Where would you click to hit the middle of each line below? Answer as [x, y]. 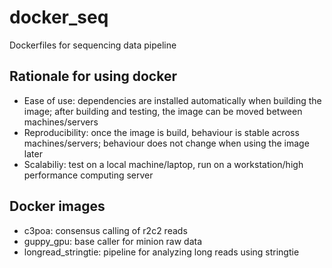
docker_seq [59, 17]
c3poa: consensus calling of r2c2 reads [105, 230]
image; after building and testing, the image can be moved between [163, 111]
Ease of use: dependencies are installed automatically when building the [172, 100]
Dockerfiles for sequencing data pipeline [93, 45]
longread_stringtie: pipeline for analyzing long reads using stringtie [161, 252]
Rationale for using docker [93, 76]
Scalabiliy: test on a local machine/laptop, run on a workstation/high [163, 164]
